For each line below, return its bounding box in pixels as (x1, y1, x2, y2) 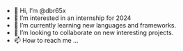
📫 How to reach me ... (13, 37, 79, 44)
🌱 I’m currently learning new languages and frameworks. (13, 21, 177, 29)
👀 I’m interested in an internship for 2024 (13, 14, 132, 22)
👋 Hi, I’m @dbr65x (13, 7, 66, 14)
